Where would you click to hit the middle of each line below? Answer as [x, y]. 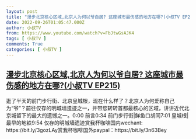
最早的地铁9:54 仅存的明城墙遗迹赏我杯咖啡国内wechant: [74, 123]
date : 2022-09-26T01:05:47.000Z [45, 22]
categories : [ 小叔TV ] [34, 50]
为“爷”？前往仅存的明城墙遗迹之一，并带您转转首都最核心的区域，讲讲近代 [95, 108]
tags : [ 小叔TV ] [26, 39]
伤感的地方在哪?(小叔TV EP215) [63, 86]
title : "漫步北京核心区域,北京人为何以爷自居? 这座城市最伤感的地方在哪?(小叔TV [93, 17]
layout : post [22, 11]
